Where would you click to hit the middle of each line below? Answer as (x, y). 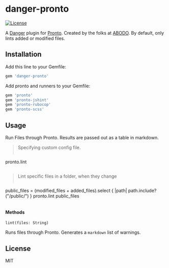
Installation (23, 54)
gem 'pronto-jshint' (27, 100)
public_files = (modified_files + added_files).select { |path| (66, 190)
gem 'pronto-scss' (25, 109)
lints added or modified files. (35, 38)
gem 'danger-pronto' (27, 76)
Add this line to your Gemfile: (36, 66)
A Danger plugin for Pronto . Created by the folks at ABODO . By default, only (85, 33)
